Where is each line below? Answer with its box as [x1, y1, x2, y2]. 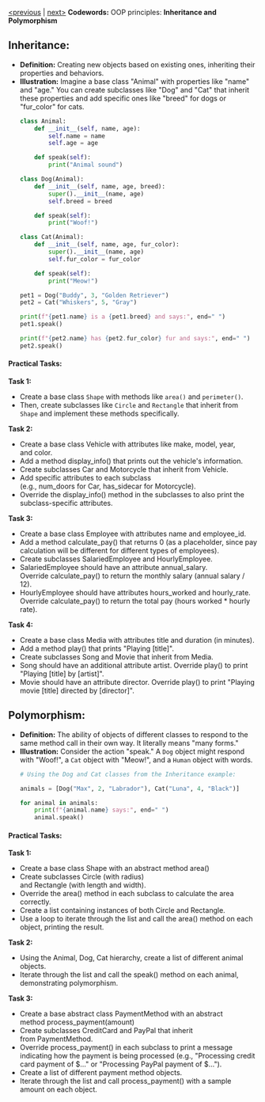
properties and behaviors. [19, 68, 104, 78]
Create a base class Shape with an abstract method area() [19, 864, 210, 873]
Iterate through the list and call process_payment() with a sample [19, 1077, 232, 1086]
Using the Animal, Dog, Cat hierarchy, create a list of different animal [19, 953, 244, 963]
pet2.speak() [19, 341, 63, 350]
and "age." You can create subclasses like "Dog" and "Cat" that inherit [19, 85, 249, 94]
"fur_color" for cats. [19, 101, 85, 111]
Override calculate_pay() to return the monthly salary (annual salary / [19, 571, 245, 581]
